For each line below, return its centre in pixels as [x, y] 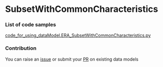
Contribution [21, 48]
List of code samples [30, 25]
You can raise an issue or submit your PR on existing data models [72, 59]
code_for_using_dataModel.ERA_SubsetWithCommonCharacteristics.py [78, 35]
